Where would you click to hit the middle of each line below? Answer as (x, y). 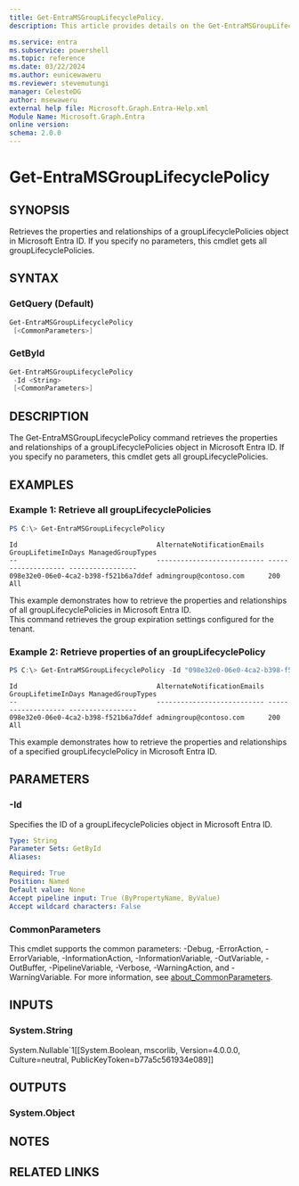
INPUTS (31, 1005)
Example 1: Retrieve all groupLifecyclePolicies (110, 510)
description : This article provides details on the (107, 26)
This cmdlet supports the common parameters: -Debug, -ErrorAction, (137, 948)
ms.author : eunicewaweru (55, 75)
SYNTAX (34, 279)
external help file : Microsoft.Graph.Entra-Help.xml (109, 108)
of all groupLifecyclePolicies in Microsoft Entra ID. (100, 609)
